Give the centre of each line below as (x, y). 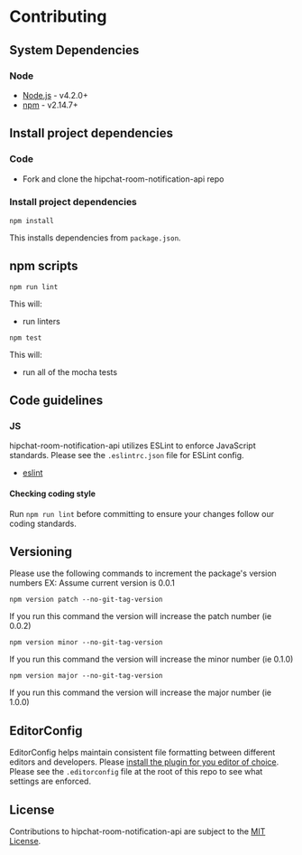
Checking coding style (53, 493)
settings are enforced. (50, 781)
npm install (32, 221)
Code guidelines (56, 401)
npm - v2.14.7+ (50, 105)
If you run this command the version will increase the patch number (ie (141, 616)
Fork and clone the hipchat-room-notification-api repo (123, 179)
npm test (26, 338)
